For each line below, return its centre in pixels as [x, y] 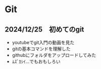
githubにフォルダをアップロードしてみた [54, 55]
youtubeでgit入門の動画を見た [43, 42]
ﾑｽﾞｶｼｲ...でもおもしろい [36, 61]
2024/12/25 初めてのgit [44, 29]
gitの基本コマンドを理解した [41, 49]
